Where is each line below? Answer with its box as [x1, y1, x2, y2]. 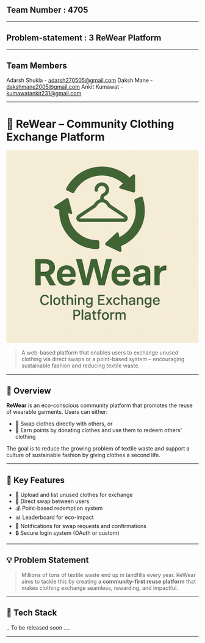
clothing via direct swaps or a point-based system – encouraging [21, 356, 185, 363]
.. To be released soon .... [6, 623, 70, 631]
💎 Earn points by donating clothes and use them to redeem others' [15, 427, 182, 434]
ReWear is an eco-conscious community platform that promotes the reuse [6, 402, 193, 409]
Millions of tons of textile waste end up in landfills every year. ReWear [21, 571, 196, 578]
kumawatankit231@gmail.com [6, 90, 82, 97]
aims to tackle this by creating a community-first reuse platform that [21, 578, 196, 585]
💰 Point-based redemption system [15, 504, 103, 512]
